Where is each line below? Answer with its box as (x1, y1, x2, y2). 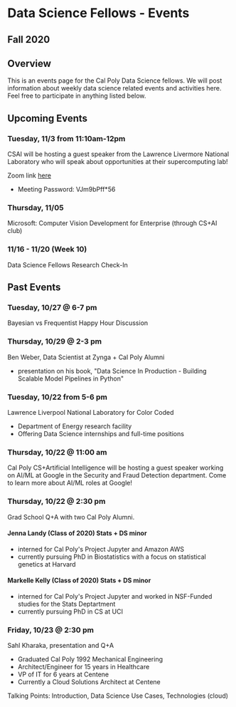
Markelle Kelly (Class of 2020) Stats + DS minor (7, 576, 151, 585)
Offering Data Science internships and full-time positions (17, 429, 185, 438)
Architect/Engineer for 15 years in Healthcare (17, 663, 150, 671)
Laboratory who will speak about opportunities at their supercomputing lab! (7, 158, 228, 166)
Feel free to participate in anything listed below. (7, 91, 146, 100)
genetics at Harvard (17, 559, 76, 568)
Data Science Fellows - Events (7, 5, 190, 21)
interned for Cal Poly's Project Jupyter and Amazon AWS (17, 545, 185, 553)
